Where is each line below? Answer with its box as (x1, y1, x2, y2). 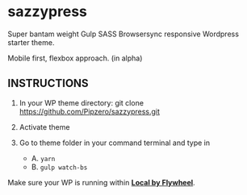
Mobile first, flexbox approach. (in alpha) (7, 53, 143, 63)
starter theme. (7, 37, 55, 47)
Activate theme (19, 122, 70, 131)
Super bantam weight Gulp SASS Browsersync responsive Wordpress (7, 29, 240, 39)
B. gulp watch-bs (31, 162, 88, 172)
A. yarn (31, 153, 56, 163)
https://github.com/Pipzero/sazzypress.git (19, 106, 161, 116)
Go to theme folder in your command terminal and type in (19, 138, 211, 147)
